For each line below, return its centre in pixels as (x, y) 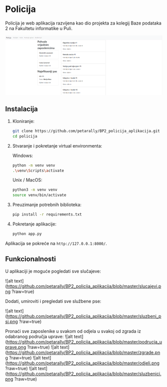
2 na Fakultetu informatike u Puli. (39, 28)
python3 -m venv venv (35, 190)
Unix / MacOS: (27, 180)
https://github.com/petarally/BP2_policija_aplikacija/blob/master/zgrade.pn (83, 352)
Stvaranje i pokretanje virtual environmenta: (57, 145)
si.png (12, 321)
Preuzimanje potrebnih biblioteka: (47, 205)
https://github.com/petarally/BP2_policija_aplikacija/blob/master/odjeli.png (83, 363)
